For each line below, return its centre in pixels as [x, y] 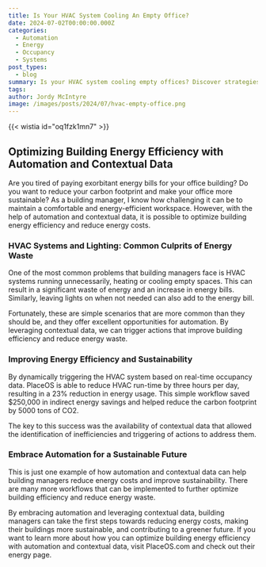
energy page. [30, 554]
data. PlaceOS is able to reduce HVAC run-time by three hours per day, [124, 385]
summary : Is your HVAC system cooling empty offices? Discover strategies [134, 82]
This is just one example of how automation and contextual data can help [127, 472]
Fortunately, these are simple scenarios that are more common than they [127, 313]
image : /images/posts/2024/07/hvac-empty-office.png [97, 104]
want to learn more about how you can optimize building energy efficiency [129, 538]
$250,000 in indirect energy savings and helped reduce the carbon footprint [133, 402]
